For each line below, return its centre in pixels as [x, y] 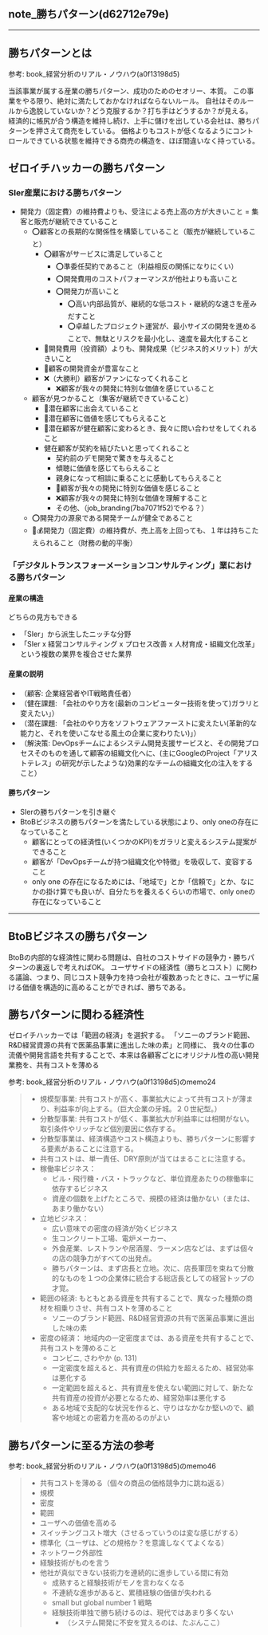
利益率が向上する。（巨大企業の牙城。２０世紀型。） [138, 1109]
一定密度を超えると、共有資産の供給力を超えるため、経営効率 [152, 1368]
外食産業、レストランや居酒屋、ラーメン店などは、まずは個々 [153, 1248]
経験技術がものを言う [75, 1563]
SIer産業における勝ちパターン [65, 192]
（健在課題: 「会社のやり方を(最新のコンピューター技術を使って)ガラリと [140, 703]
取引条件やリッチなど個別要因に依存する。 [110, 1129]
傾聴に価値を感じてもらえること [108, 468]
